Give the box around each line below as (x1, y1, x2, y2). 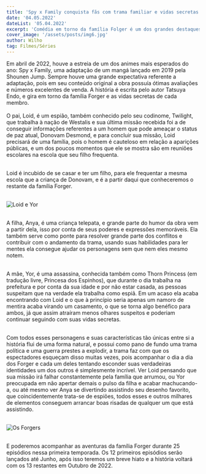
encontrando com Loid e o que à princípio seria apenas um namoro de (6, 296, 184, 303)
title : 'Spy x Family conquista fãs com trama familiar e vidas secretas (6, 9, 199, 15)
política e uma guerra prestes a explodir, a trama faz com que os (6, 347, 170, 354)
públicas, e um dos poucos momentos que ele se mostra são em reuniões (6, 145, 193, 152)
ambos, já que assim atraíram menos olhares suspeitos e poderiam (6, 309, 176, 316)
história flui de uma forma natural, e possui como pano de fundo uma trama (6, 340, 197, 348)
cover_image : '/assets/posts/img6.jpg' (6, 32, 109, 38)
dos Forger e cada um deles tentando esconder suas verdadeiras (6, 359, 172, 367)
